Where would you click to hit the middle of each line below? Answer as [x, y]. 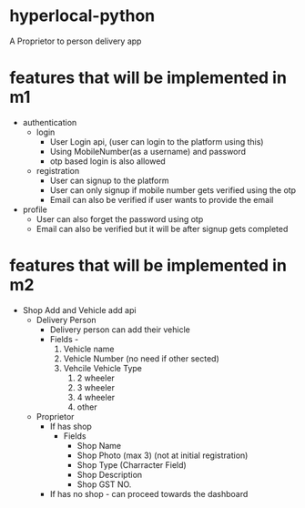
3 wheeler [96, 387]
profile [35, 209]
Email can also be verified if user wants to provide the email [162, 199]
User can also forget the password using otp [120, 218]
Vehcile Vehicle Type [103, 368]
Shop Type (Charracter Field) [132, 464]
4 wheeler [96, 397]
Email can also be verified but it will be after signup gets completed [162, 229]
